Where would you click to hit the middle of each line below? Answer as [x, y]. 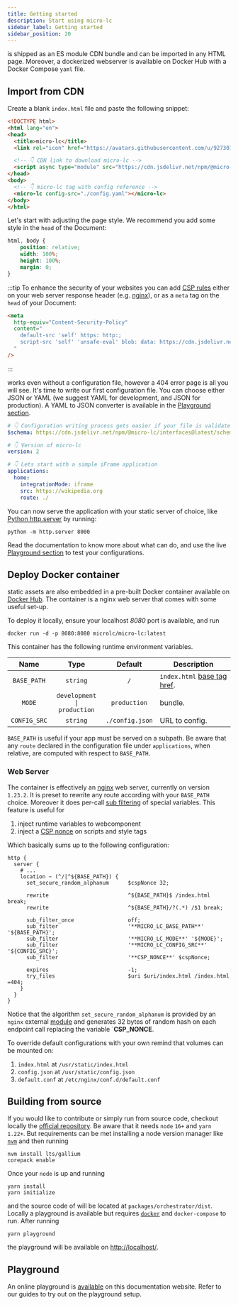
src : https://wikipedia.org [61, 491]
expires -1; [82, 970]
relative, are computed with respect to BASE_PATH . [79, 753]
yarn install [27, 1186]
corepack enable [31, 1161]
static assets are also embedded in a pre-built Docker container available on [119, 592]
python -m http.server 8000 [49, 532]
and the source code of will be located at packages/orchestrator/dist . [110, 1206]
